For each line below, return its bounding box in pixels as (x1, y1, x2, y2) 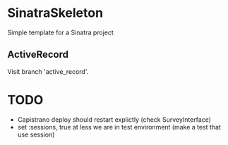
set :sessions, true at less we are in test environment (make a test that (17, 122, 221, 131)
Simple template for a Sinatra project (7, 28, 114, 37)
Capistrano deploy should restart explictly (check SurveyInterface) (17, 115, 212, 124)
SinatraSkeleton (7, 5, 104, 21)
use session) (17, 130, 55, 139)
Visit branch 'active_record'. (7, 67, 89, 75)
